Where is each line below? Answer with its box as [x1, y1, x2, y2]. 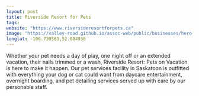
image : [6, 31, 23, 37]
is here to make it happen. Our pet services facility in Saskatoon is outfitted [6, 65, 190, 71]
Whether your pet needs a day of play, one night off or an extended [6, 52, 171, 59]
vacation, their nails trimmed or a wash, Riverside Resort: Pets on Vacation [6, 58, 188, 65]
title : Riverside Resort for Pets [6, 14, 92, 20]
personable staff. [6, 84, 47, 90]
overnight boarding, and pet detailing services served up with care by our [6, 77, 186, 84]
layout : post [6, 8, 38, 15]
